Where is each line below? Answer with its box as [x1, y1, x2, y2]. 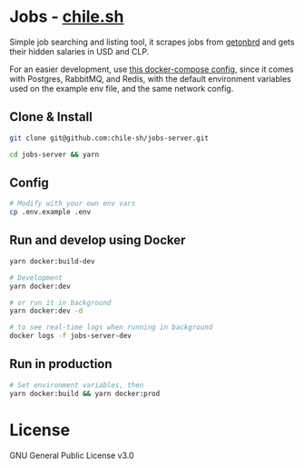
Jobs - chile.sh [9, 6, 124, 27]
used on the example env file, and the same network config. [9, 83, 234, 94]
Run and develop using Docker [9, 233, 186, 248]
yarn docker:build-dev [9, 256, 95, 265]
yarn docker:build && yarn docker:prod [9, 389, 161, 398]
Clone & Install [9, 109, 93, 124]
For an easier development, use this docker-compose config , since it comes [9, 64, 294, 75]
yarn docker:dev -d [9, 306, 83, 315]
